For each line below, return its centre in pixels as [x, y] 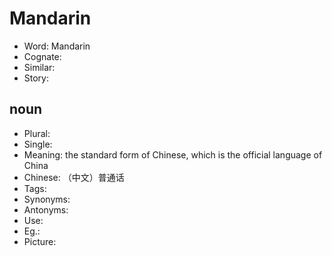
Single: [38, 144]
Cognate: [42, 56]
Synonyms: [47, 199]
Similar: [39, 67]
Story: [36, 78]
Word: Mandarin [57, 46]
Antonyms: [46, 209]
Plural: [37, 133]
